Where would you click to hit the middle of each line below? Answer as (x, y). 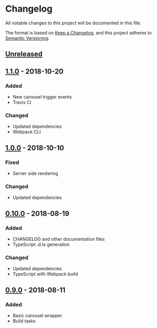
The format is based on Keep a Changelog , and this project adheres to (78, 32)
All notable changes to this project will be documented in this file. (73, 23)
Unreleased (24, 54)
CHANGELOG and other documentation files (58, 239)
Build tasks (24, 321)
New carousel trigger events (42, 97)
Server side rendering (35, 173)
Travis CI (22, 103)
